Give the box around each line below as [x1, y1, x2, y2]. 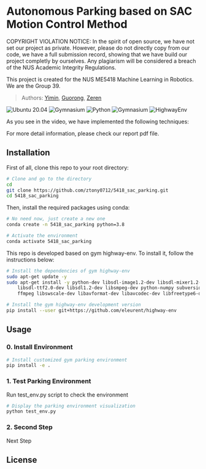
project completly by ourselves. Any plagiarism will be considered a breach [6, 57, 196, 64]
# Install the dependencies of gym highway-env [6, 268, 131, 274]
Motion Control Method [6, 17, 128, 31]
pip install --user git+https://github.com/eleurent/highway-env [6, 308, 177, 314]
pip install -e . [6, 362, 51, 369]
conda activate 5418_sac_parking [6, 238, 92, 244]
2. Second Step [6, 423, 53, 432]
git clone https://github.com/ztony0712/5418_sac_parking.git [6, 187, 169, 193]
